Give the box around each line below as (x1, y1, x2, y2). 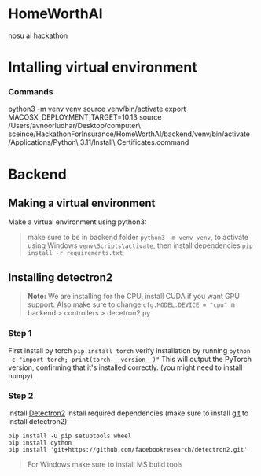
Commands (8, 87, 53, 98)
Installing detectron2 (8, 271, 113, 284)
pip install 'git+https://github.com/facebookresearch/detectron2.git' (8, 445, 248, 453)
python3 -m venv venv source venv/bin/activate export (8, 104, 186, 114)
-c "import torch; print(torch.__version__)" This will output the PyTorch (8, 354, 252, 363)
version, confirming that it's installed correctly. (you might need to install (8, 363, 243, 372)
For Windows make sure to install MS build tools (27, 459, 183, 469)
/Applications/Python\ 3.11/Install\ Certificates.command (8, 138, 189, 147)
